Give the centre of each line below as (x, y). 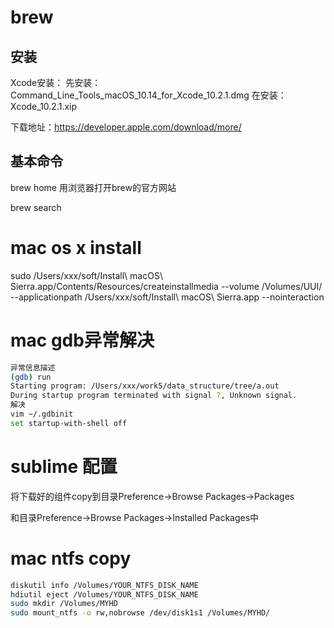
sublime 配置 (64, 467)
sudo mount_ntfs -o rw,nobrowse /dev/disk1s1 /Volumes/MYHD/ (140, 613)
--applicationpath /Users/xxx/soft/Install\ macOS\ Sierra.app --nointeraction (167, 297)
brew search (36, 207)
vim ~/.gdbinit (42, 414)
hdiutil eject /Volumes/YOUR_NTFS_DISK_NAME (104, 594)
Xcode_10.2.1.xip (44, 106)
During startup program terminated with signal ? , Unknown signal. (154, 396)
